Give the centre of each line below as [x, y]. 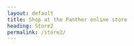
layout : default [30, 13]
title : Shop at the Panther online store [67, 20]
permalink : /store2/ [37, 32]
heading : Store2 [30, 26]
